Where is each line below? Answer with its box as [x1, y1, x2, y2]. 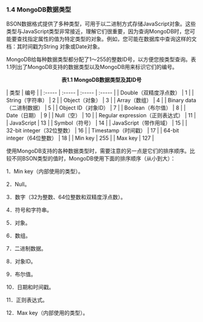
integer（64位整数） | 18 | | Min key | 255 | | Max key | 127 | [6, 134, 154, 142]
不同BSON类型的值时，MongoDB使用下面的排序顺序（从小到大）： [11, 155, 176, 162]
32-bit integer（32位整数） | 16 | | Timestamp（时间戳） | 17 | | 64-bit [6, 127, 179, 134]
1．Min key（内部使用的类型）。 [6, 168, 84, 175]
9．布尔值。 [6, 271, 36, 278]
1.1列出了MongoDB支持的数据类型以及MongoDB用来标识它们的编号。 [6, 64, 178, 71]
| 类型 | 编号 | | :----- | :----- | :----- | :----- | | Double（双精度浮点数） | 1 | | [6, 89, 195, 96]
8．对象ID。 [6, 258, 36, 265]
